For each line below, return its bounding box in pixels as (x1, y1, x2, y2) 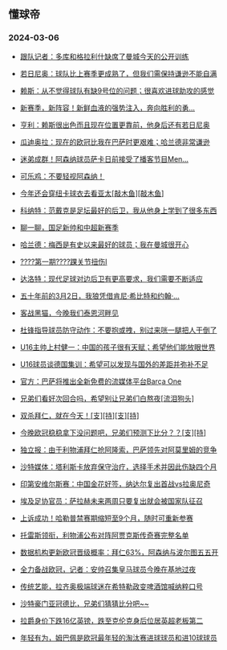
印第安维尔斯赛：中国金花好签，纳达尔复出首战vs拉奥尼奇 (19, 479, 211, 488)
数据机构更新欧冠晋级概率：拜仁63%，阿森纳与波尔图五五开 (19, 547, 219, 557)
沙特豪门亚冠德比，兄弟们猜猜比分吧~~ (19, 599, 150, 608)
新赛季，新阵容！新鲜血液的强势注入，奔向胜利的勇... (19, 103, 195, 113)
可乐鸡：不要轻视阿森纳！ (19, 171, 105, 181)
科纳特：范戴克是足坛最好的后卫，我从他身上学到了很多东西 (19, 205, 217, 215)
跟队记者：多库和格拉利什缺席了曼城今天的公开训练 (19, 51, 189, 61)
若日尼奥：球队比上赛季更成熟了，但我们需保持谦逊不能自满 (19, 68, 217, 78)
